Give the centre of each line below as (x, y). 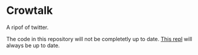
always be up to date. (33, 45)
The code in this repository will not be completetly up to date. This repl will (99, 39)
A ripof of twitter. (28, 27)
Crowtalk (30, 11)
